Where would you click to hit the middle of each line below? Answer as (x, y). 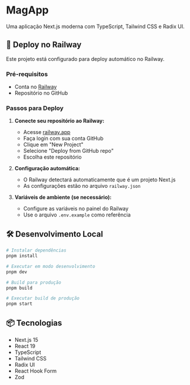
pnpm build (19, 288)
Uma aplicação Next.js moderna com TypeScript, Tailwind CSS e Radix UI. (95, 26)
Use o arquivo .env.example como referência (77, 215)
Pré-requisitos (27, 74)
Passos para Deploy (35, 108)
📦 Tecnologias (34, 323)
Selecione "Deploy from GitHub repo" (68, 151)
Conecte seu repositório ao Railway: (59, 121)
